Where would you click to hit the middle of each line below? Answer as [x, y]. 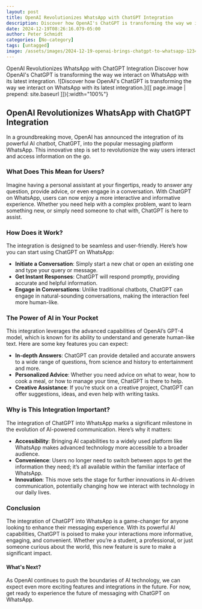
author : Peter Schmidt [35, 34]
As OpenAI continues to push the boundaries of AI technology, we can [93, 581]
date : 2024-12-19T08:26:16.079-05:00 [54, 29]
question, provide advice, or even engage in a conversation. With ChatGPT [99, 191]
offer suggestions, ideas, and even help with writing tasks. [87, 394]
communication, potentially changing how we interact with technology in [105, 486]
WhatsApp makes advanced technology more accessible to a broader [101, 447]
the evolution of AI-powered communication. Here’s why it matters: [89, 429]
